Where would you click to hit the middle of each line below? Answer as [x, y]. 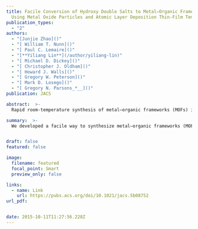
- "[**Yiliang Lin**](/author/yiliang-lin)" [67, 55]
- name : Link [27, 190]
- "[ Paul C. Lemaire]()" [43, 50]
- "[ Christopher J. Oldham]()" [51, 66]
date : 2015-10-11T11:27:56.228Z [46, 217]
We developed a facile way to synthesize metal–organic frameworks [96, 126]
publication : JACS [29, 94]
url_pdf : [17, 201]
